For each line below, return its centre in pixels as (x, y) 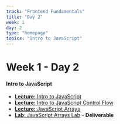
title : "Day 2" (25, 17)
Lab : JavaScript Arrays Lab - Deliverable (64, 115)
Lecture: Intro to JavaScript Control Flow (64, 103)
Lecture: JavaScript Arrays (47, 109)
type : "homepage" (27, 33)
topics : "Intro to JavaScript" (44, 38)
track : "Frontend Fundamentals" (45, 11)
